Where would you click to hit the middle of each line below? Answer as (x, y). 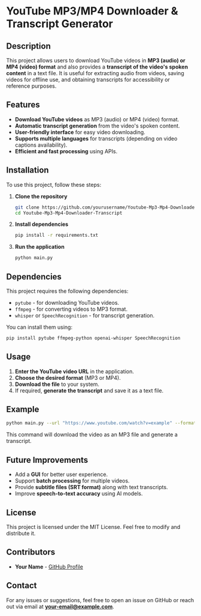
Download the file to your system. (57, 384)
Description (28, 46)
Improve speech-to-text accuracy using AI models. (79, 493)
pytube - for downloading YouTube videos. (67, 302)
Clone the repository (41, 196)
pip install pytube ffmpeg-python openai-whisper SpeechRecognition (93, 338)
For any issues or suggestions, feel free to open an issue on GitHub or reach (100, 600)
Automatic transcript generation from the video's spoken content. (98, 126)
